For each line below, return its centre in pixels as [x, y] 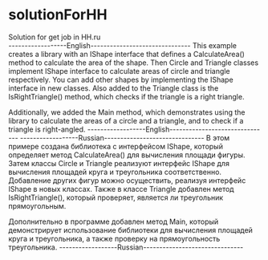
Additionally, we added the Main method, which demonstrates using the [127, 112]
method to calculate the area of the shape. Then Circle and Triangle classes [134, 63]
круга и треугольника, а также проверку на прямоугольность [114, 238]
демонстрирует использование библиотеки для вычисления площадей [130, 230]
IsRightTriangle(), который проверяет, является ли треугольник [116, 197]
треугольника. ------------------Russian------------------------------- [126, 247]
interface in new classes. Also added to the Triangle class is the [114, 88]
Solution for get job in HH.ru [55, 37]
